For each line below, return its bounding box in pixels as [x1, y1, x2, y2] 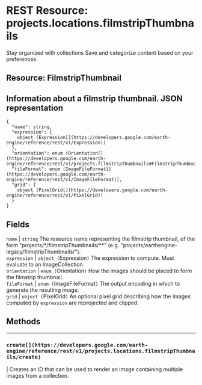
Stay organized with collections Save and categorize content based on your [6, 49, 194, 56]
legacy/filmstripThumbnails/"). [6, 248, 81, 255]
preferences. [6, 55, 38, 63]
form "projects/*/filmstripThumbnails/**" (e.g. [6, 241, 120, 248]
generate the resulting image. [6, 286, 79, 294]
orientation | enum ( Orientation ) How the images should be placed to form [6, 267, 192, 274]
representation [6, 103, 63, 113]
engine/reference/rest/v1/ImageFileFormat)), [6, 177, 122, 183]
